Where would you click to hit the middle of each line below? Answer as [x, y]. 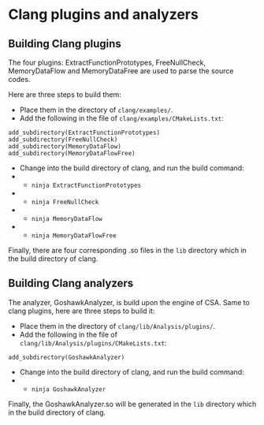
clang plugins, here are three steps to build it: [82, 311]
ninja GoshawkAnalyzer [69, 389]
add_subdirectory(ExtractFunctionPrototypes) [84, 132]
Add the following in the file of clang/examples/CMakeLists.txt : [122, 118]
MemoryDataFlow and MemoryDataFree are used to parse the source [121, 71]
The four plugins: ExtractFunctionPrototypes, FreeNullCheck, [107, 62]
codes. [19, 79]
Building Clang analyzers [71, 283]
